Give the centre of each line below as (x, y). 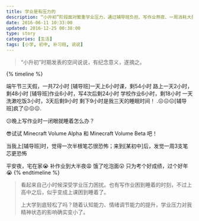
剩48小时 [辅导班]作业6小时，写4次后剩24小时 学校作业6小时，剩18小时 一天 (99, 93)
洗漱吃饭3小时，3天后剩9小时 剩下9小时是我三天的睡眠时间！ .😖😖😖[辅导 (97, 100)
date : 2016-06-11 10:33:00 (39, 22)
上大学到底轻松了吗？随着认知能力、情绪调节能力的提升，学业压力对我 (106, 204)
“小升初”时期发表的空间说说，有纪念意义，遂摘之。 (83, 62)
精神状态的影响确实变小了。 (54, 212)
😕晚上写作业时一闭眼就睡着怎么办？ (50, 121)
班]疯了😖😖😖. (24, 108)
